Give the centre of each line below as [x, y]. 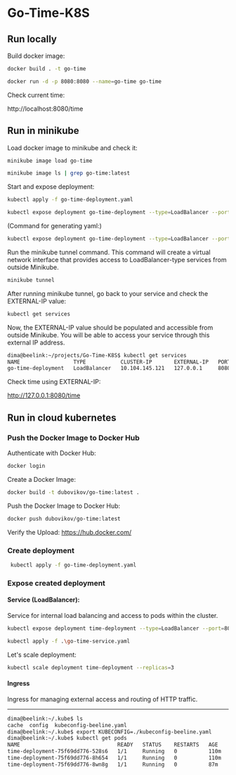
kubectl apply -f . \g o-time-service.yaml [69, 641]
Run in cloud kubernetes [62, 417]
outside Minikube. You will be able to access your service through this [109, 335]
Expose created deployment [56, 583]
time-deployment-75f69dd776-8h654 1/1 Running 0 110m [114, 758]
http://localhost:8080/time [45, 108]
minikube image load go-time [50, 161]
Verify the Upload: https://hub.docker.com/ [70, 532]
